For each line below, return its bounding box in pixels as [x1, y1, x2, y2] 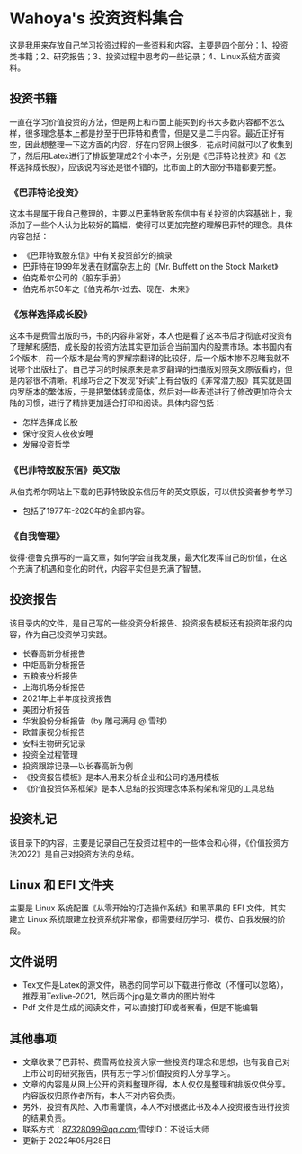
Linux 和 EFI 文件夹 [9, 877, 114, 892]
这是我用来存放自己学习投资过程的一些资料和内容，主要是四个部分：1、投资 [9, 40, 289, 50]
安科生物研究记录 [22, 738, 86, 749]
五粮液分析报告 [22, 670, 78, 681]
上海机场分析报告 [22, 681, 86, 692]
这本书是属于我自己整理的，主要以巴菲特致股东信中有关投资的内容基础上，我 [9, 209, 293, 219]
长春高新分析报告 [22, 648, 86, 659]
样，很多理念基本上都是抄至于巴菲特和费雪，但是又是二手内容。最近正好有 [9, 128, 285, 138]
